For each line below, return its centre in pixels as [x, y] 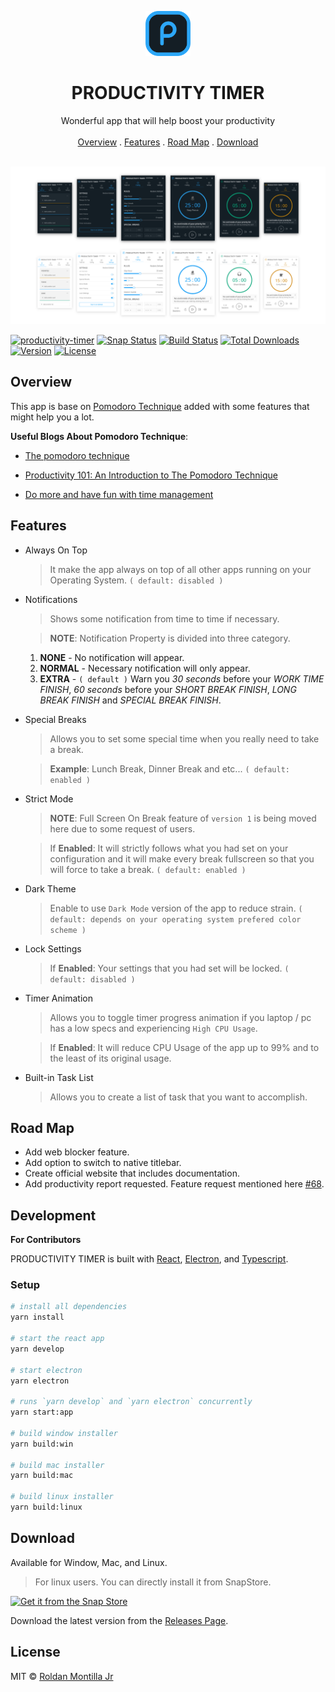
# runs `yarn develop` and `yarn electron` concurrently [131, 1402]
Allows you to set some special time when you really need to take [184, 738]
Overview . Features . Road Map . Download [168, 142]
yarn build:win [42, 1444]
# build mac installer [57, 1465]
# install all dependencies [69, 1307]
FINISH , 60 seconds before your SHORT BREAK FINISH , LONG [168, 689]
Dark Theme [50, 888]
